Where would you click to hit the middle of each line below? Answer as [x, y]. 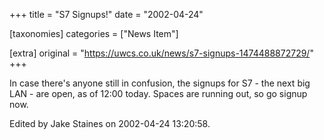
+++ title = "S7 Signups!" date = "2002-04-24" [106, 14]
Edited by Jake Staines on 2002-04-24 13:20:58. [110, 123]
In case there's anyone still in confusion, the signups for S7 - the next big [160, 83]
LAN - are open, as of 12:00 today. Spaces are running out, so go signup [158, 93]
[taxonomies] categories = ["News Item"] [94, 33]
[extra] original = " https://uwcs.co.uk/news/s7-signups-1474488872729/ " [161, 53]
